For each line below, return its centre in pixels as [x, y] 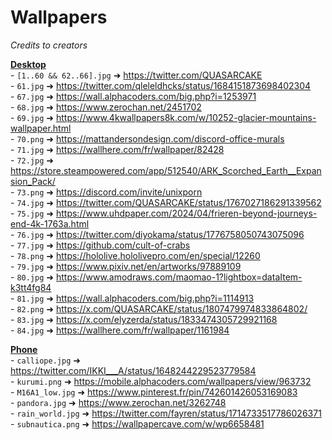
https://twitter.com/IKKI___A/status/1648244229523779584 [133, 370]
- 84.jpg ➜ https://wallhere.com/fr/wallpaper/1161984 [120, 330]
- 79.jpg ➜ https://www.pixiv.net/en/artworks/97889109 [126, 266]
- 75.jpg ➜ [32, 213]
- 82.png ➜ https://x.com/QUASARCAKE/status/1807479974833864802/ [159, 308]
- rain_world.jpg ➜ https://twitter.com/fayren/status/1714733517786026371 [166, 413]
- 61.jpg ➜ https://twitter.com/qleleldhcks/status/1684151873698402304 [161, 85]
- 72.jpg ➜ [32, 160]
